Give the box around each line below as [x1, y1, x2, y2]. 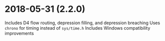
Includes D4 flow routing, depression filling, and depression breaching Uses [4, 20, 160, 26]
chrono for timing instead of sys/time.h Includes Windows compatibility [4, 25, 151, 31]
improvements [4, 30, 34, 36]
